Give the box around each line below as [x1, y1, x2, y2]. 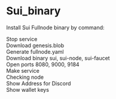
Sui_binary [6, 4, 61, 18]
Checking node [6, 73, 44, 81]
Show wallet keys [6, 86, 50, 93]
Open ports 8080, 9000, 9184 [6, 61, 80, 68]
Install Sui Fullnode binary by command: [6, 24, 105, 31]
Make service [6, 67, 40, 74]
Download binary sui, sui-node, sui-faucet [6, 54, 110, 61]
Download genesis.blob [6, 42, 65, 49]
